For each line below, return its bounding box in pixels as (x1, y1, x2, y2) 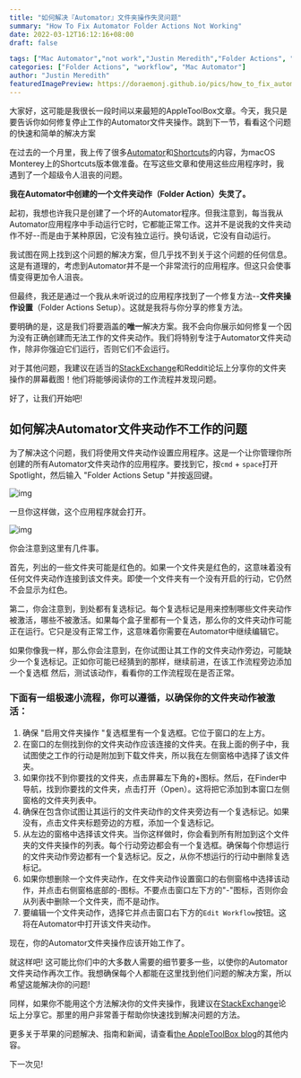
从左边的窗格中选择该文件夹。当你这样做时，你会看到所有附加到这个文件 (21, 828, 289, 839)
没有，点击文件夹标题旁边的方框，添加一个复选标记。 (21, 817, 219, 827)
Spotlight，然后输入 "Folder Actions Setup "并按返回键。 (9, 469, 218, 481)
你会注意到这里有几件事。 (9, 543, 104, 553)
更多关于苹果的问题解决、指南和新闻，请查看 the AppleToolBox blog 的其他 (9, 1028, 281, 1038)
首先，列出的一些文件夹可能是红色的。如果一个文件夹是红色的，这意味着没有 (9, 561, 292, 572)
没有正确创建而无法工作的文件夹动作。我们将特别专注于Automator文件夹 (16, 331, 284, 342)
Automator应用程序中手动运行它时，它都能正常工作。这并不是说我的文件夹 (9, 218, 284, 229)
